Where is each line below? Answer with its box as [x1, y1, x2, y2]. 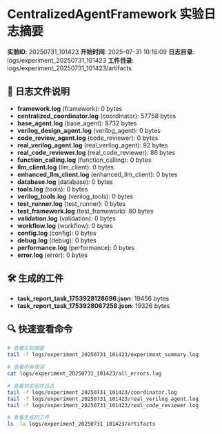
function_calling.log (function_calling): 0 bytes [17, 156, 152, 164]
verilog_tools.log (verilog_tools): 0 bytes [17, 192, 134, 200]
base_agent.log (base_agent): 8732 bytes [17, 118, 137, 127]
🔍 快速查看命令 [7, 323, 73, 335]
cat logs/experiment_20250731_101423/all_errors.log [7, 370, 162, 377]
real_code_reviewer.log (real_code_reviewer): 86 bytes [17, 148, 176, 156]
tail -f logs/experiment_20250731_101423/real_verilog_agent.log [7, 395, 199, 402]
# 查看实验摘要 [7, 345, 45, 352]
